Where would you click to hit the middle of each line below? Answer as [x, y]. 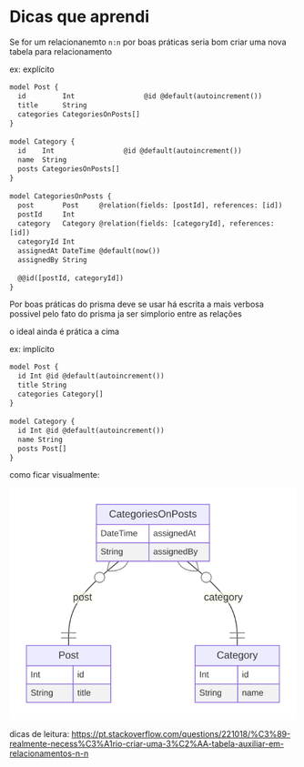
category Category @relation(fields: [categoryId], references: [146, 223]
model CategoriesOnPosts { [61, 196]
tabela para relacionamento [61, 51]
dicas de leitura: [40, 733]
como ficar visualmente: [55, 474]
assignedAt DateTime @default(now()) [89, 251]
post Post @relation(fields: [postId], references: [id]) [150, 205]
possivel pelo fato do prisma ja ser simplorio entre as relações [126, 313]
